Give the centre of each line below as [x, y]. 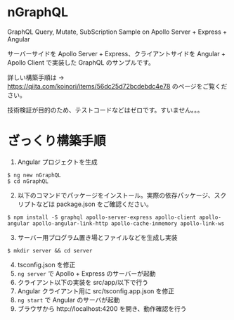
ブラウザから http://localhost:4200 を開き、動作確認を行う [102, 308]
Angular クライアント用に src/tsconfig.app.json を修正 [96, 291]
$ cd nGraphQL [28, 181]
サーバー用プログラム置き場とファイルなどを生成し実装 [97, 237]
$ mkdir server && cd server [50, 250]
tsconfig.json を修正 [46, 264]
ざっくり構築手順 [57, 141]
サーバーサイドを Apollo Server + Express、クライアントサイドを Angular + [117, 53]
